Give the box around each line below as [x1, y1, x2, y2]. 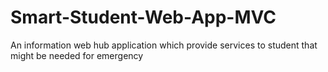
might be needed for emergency [10, 49, 144, 61]
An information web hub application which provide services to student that [10, 39, 318, 51]
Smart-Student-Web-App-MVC [10, 6, 277, 29]
